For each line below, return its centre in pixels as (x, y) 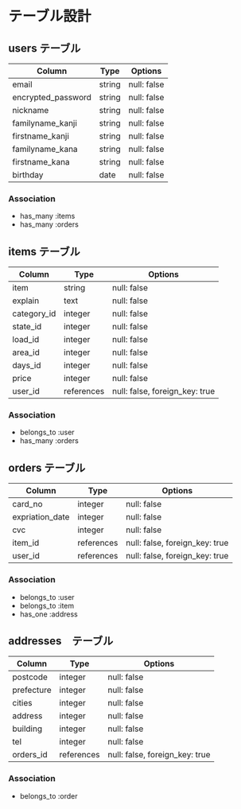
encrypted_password (52, 97)
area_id (26, 352)
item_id (26, 543)
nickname (31, 110)
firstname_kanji (41, 136)
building (27, 729)
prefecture (32, 690)
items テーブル (45, 251)
